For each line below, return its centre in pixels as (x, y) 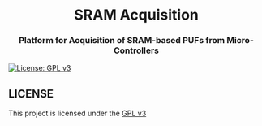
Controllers (136, 50)
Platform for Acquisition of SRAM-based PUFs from (122, 41)
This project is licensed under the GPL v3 (77, 113)
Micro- (240, 41)
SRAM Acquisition (136, 15)
